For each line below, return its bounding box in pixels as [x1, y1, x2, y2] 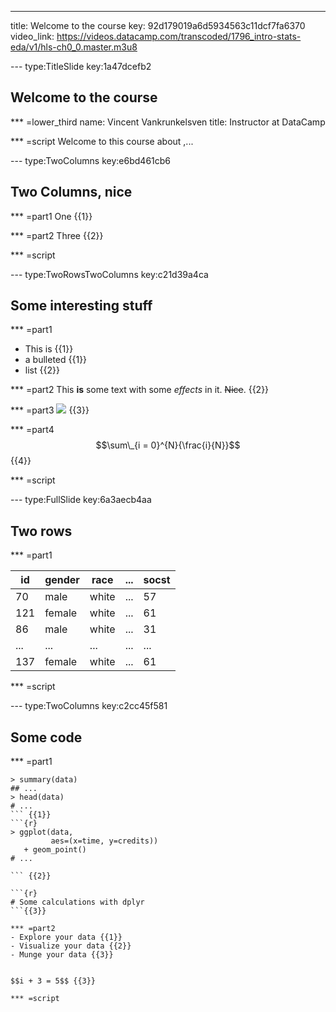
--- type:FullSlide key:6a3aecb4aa [10, 494, 152, 506]
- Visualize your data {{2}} [10, 941, 132, 951]
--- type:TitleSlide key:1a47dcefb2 [10, 61, 152, 72]
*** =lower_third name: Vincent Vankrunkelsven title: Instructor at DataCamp [10, 116, 326, 128]
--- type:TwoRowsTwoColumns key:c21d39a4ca [10, 268, 209, 280]
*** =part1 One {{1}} [10, 210, 93, 222]
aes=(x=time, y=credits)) [50, 836, 159, 846]
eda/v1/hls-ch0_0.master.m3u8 [10, 41, 138, 53]
